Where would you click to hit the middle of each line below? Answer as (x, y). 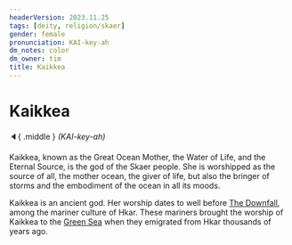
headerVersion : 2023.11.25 (59, 17)
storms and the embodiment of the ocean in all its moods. (115, 185)
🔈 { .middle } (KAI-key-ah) (57, 136)
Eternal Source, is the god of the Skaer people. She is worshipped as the (142, 167)
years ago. (29, 231)
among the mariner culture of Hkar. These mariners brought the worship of (146, 212)
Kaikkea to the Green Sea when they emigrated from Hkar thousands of (140, 221)
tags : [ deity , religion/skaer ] (67, 26)
